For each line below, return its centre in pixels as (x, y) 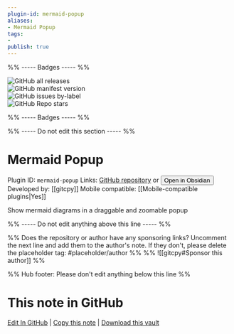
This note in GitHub (65, 303)
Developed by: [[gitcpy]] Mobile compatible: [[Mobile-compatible (103, 188)
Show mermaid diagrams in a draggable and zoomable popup (98, 210)
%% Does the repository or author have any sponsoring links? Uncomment (117, 237)
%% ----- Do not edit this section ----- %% (71, 131)
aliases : (20, 21)
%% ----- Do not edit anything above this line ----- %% (89, 224)
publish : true (28, 47)
